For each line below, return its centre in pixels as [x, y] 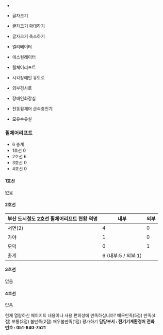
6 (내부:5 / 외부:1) [122, 255]
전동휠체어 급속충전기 [32, 109]
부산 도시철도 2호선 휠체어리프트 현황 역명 [53, 219]
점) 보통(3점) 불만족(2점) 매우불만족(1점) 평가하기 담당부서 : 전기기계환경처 [75, 321]
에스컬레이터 [24, 57]
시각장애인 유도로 [28, 78]
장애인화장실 [24, 98]
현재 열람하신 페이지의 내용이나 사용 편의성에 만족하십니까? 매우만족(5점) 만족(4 [81, 316]
